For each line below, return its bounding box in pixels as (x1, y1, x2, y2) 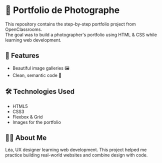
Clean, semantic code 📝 (12, 72, 61, 78)
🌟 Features (5, 51, 39, 60)
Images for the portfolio (12, 119, 61, 125)
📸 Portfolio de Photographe (5, 4, 120, 16)
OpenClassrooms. (5, 26, 42, 32)
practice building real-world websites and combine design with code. (5, 152, 148, 158)
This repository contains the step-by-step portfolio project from (5, 21, 136, 27)
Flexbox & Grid (12, 113, 43, 119)
